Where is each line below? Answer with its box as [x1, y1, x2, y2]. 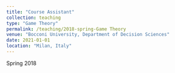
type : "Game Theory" [6, 20, 59, 26]
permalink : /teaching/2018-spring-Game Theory [6, 26, 126, 32]
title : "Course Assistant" [6, 9, 75, 15]
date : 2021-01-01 [6, 37, 50, 43]
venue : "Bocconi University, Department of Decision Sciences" [6, 32, 170, 38]
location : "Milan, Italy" [6, 43, 72, 49]
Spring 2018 [6, 59, 36, 67]
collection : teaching [6, 15, 61, 21]
